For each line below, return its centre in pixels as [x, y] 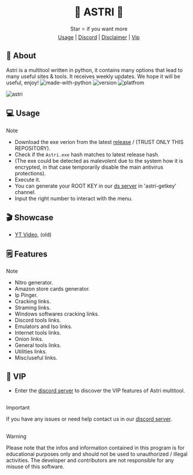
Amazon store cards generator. [52, 289]
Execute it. [27, 179]
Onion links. [29, 339]
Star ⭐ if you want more [99, 28]
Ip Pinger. [26, 295]
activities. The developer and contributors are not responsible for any [90, 460]
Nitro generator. [34, 283]
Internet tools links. [38, 333]
